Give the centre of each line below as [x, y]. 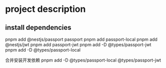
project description [45, 9]
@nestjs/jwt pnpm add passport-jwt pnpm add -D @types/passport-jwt [78, 45]
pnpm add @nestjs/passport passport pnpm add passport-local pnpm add [81, 39]
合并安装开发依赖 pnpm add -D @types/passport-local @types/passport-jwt [83, 60]
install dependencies [38, 28]
